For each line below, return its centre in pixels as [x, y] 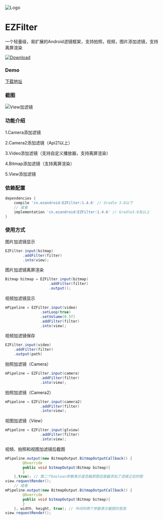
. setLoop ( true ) [55, 312]
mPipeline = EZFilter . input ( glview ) [42, 430]
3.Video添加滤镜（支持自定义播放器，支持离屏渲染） [58, 153]
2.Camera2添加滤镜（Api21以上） [39, 142]
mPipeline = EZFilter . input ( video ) [41, 308]
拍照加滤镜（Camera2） [29, 392]
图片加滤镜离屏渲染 [24, 270]
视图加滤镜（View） [25, 421]
